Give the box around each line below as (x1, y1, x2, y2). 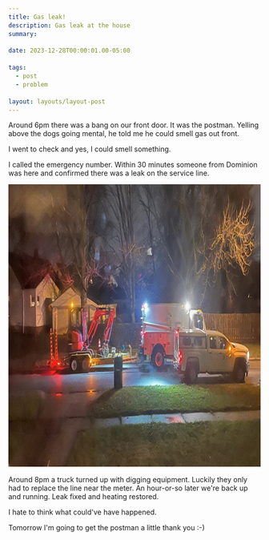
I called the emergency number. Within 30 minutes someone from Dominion (8, 160, 258, 170)
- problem (15, 80, 48, 88)
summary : (8, 30, 38, 38)
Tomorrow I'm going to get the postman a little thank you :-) (8, 523, 206, 533)
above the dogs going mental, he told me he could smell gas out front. (8, 129, 240, 139)
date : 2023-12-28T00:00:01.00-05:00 (8, 46, 130, 55)
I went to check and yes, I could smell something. (8, 144, 171, 154)
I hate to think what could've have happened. (8, 507, 158, 517)
